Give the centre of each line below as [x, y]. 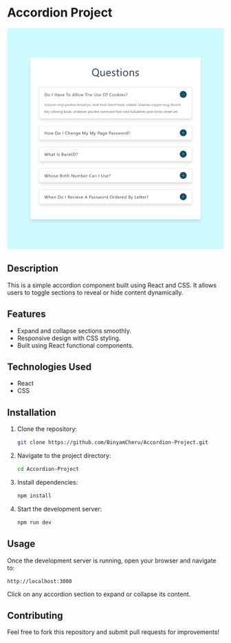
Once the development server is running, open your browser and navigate [112, 560]
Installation [32, 412]
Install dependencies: [47, 482]
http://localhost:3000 [40, 581]
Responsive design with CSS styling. [69, 338]
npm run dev [34, 522]
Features [26, 314]
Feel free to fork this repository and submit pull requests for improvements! [113, 632]
